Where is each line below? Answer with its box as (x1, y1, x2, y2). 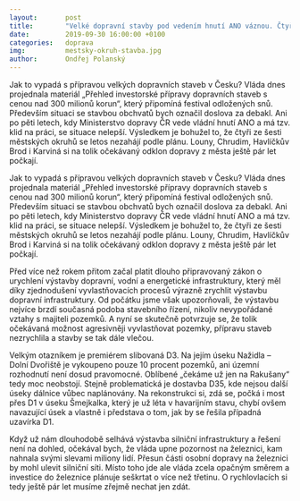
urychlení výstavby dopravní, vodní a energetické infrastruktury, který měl (9, 276, 281, 286)
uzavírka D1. (9, 417, 54, 427)
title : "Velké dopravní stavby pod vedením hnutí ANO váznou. (9, 21, 274, 30)
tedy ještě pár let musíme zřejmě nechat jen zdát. (9, 481, 191, 492)
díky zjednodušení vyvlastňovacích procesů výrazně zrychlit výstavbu (9, 285, 268, 295)
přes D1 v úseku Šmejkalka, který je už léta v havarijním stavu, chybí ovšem (9, 397, 287, 408)
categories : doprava (9, 38, 94, 47)
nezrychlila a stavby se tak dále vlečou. (9, 333, 154, 343)
